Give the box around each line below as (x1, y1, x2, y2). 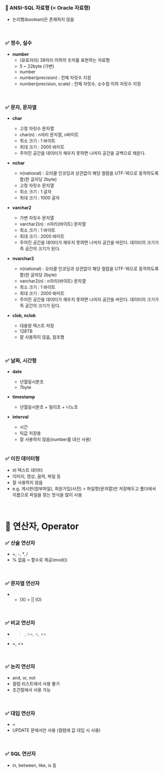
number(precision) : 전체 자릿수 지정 (19, 74, 92, 80)
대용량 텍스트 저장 (19, 322, 54, 328)
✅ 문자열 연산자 (5, 580, 40, 587)
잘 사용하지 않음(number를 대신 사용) (19, 436, 91, 442)
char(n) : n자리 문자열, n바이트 (19, 132, 79, 138)
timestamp (12, 394, 35, 400)
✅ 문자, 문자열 (5, 104, 37, 110)
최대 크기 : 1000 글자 (19, 195, 60, 201)
